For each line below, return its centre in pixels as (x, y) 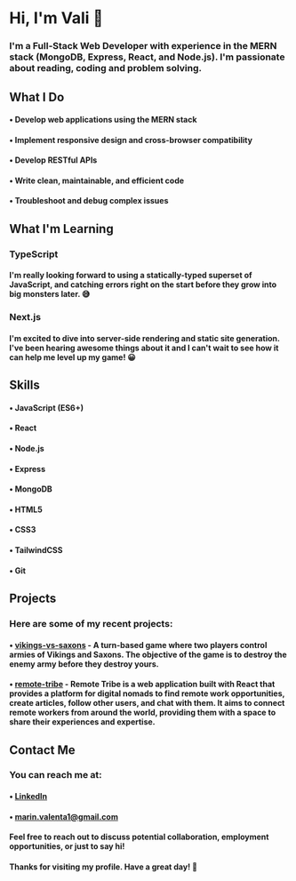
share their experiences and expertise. (82, 722)
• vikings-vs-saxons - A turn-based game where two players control (138, 645)
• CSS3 (23, 530)
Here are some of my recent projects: (91, 623)
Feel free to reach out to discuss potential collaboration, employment (139, 837)
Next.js (25, 317)
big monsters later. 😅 (50, 294)
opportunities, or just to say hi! (67, 846)
